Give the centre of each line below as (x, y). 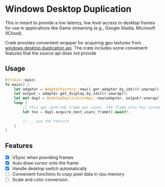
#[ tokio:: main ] (21, 80)
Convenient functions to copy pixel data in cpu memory (68, 174)
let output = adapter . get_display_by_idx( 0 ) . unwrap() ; (71, 94)
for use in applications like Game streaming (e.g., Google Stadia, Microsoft (80, 28)
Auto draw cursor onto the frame (45, 163)
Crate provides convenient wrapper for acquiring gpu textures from (73, 42)
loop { (21, 103)
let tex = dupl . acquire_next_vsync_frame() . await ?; (77, 112)
